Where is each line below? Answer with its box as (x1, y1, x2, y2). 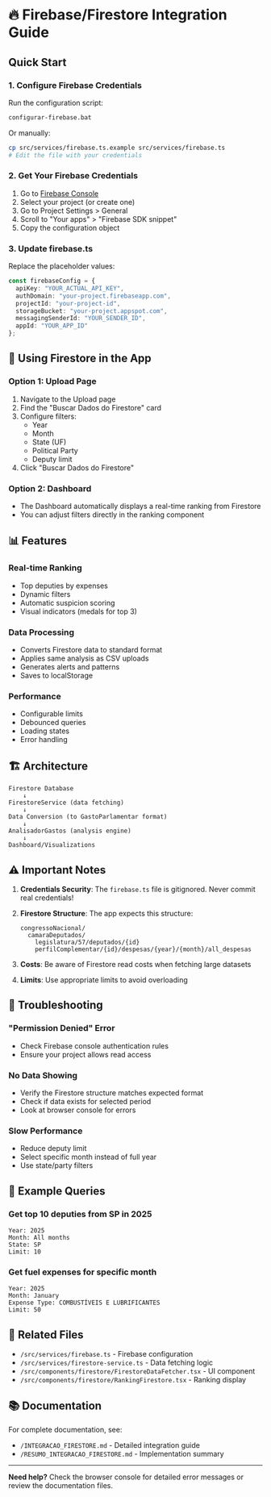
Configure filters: (19, 411, 77, 421)
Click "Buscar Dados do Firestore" (19, 462, 135, 473)
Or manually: (8, 127, 51, 138)
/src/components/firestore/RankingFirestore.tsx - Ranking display (19, 1375, 247, 1385)
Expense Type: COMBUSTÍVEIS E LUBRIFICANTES (8, 1299, 161, 1307)
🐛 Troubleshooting (8, 999, 103, 1012)
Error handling (19, 735, 68, 744)
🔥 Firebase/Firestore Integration (8, 6, 227, 24)
